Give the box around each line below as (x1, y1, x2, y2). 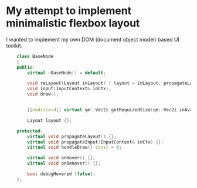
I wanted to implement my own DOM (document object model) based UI (6, 36, 180, 43)
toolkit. (6, 42, 23, 49)
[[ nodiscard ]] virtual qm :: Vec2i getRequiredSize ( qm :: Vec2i (27, 107, 177, 113)
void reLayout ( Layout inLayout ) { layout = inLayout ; (27, 80, 161, 86)
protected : (16, 128, 43, 134)
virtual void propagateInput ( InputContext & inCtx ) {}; (27, 139, 164, 145)
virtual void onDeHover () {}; (27, 160, 101, 166)
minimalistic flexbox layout (6, 16, 140, 30)
